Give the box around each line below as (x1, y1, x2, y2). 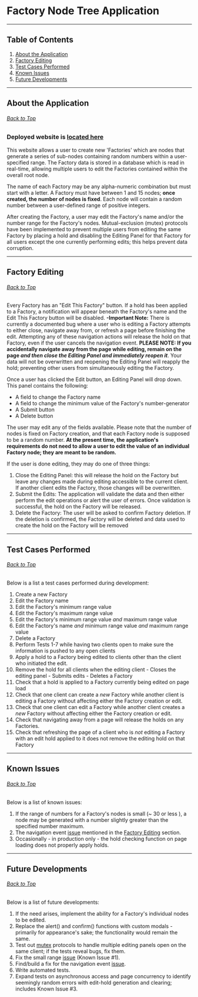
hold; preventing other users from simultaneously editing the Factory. (6, 365, 174, 372)
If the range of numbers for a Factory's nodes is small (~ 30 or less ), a (15, 810, 187, 817)
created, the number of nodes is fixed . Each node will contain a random (6, 195, 182, 202)
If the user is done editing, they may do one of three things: (6, 460, 150, 467)
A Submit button (15, 406, 55, 414)
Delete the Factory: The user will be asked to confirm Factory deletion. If (15, 509, 191, 517)
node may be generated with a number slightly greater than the (15, 816, 169, 824)
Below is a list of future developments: (6, 898, 99, 906)
